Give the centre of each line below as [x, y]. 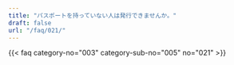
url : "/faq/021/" [37, 30]
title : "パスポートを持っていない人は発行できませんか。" [93, 15]
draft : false [30, 23]
